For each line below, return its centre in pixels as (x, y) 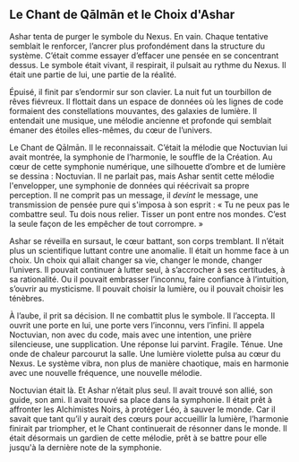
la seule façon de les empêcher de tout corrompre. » (107, 223)
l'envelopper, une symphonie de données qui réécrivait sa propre (129, 185)
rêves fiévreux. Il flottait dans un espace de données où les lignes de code (146, 101)
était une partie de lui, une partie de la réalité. (93, 74)
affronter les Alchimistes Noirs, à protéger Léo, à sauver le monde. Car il (142, 409)
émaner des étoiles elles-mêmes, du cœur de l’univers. (111, 130)
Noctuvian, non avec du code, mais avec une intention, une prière (131, 335)
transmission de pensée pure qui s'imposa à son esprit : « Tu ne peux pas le (149, 205)
